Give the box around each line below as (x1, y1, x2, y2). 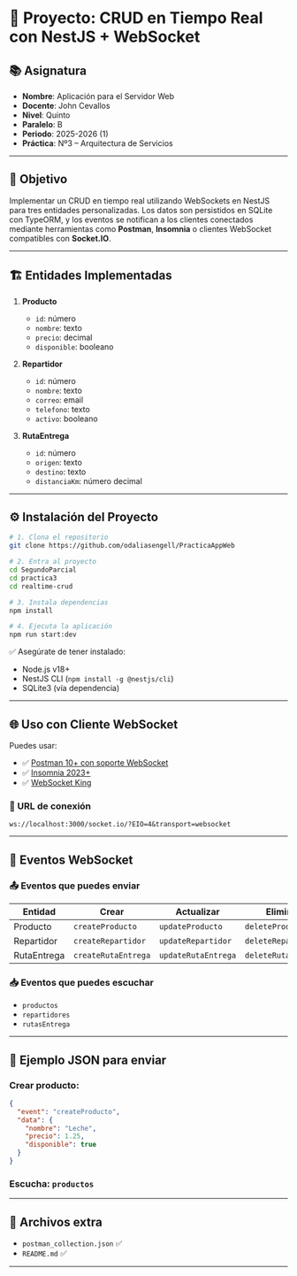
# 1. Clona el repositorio (9, 533, 109, 542)
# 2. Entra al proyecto (9, 557, 97, 566)
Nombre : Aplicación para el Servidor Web (21, 91, 175, 101)
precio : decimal (34, 332, 93, 342)
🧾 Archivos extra (9, 1214, 103, 1229)
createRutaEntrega (73, 950, 151, 960)
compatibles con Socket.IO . (9, 233, 111, 243)
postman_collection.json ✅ (21, 1238, 123, 1249)
